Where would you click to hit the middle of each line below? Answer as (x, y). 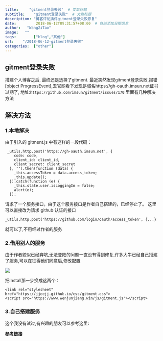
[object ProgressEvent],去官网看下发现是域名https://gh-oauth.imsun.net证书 (82, 86)
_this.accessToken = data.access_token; (56, 173)
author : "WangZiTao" (28, 28)
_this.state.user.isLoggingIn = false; (55, 186)
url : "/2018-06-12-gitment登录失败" (44, 42)
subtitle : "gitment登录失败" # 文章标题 (48, 14)
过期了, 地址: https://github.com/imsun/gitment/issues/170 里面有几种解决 (80, 92)
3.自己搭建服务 (23, 312)
